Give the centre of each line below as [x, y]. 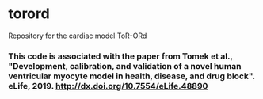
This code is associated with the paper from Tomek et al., [120, 56]
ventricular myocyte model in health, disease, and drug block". [131, 76]
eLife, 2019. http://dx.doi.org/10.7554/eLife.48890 [108, 86]
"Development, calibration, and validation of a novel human [125, 66]
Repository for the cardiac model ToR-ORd [78, 36]
